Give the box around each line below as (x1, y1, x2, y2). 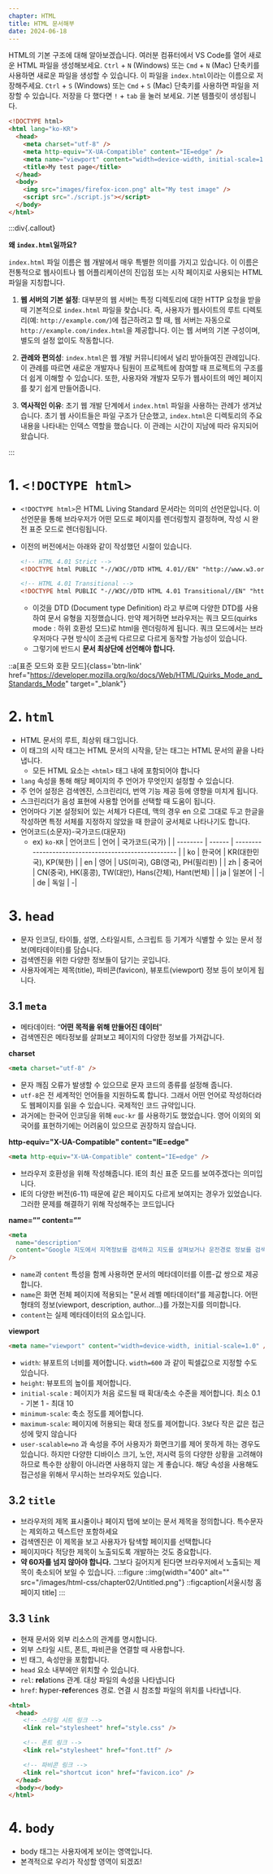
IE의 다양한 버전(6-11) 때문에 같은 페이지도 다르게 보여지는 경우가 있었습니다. (19, 1189, 262, 1199)
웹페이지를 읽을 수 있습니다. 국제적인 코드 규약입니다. (28, 1100, 197, 1110)
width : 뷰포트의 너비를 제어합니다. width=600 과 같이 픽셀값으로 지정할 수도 (19, 1358, 258, 1367)
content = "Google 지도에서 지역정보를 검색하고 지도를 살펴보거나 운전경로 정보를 (15, 1246, 252, 1254)
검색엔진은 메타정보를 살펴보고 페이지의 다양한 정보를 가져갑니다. (19, 1032, 225, 1042)
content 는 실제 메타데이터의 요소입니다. (19, 1310, 146, 1320)
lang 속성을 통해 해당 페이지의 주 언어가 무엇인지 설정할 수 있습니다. (19, 776, 234, 786)
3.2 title (8, 1494, 56, 1508)
